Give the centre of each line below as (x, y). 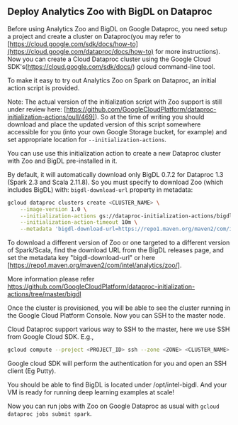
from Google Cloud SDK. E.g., (51, 337)
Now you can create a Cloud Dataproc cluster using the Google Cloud (109, 59)
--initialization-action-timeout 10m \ (79, 222)
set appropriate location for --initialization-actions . (87, 139)
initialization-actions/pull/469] (51, 117)
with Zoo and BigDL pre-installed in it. (62, 161)
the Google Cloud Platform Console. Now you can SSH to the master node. (116, 316)
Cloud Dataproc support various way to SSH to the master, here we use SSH (119, 329)
